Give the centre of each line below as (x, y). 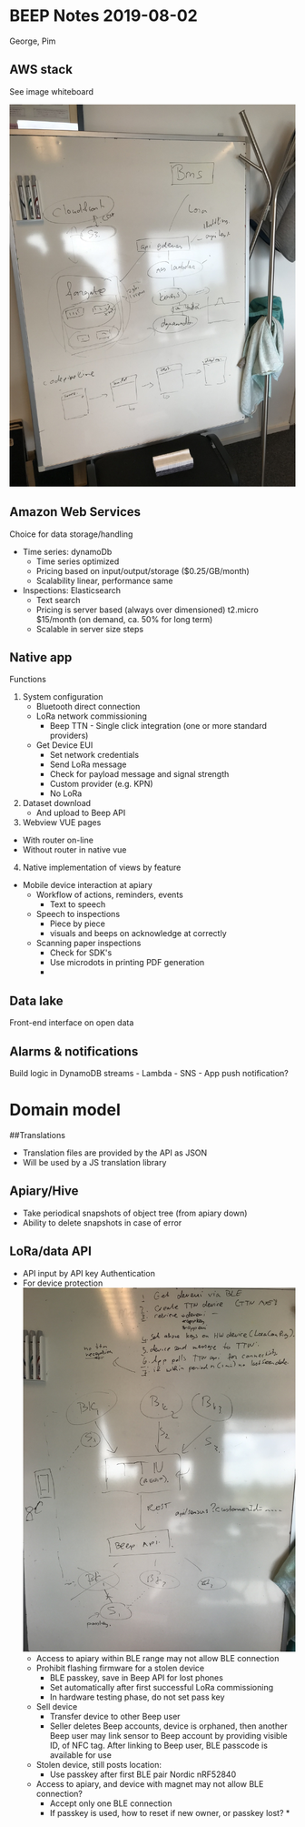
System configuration (63, 697)
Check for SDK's (81, 953)
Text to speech (78, 904)
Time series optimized (78, 561)
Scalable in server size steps (89, 629)
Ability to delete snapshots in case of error (102, 1222)
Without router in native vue (74, 850)
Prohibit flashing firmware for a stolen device (120, 1668)
